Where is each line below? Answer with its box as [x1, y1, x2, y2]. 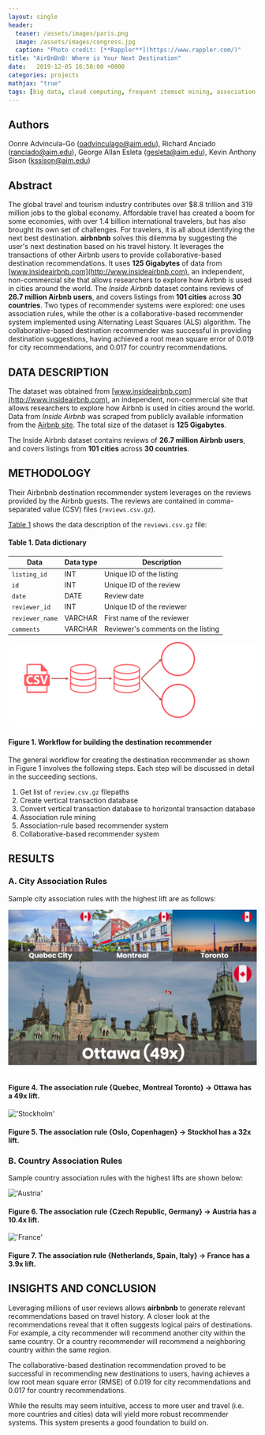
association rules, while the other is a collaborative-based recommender [8, 309, 244, 319]
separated [8, 504, 42, 514]
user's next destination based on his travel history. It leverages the [8, 242, 225, 251]
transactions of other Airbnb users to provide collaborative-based [8, 250, 222, 260]
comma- [206, 496, 234, 505]
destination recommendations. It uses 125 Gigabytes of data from [8, 259, 222, 268]
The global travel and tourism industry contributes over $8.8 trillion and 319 [8, 200, 253, 210]
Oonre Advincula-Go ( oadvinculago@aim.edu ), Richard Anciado [8, 139, 216, 149]
